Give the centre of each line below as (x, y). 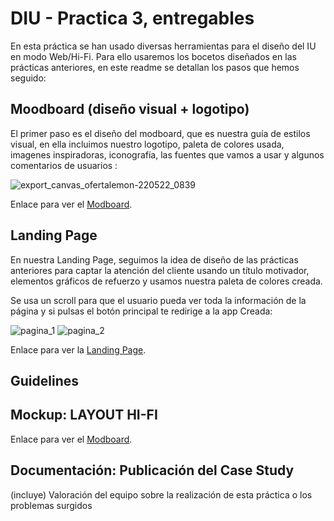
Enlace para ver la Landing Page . (78, 349)
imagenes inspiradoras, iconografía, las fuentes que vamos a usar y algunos (167, 154)
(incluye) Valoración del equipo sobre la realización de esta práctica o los (161, 494)
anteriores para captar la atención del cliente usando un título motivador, (160, 270)
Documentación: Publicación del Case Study (152, 470)
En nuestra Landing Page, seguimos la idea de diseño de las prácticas (154, 259)
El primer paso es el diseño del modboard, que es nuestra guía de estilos (160, 133)
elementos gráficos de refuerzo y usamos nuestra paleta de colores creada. (166, 281)
